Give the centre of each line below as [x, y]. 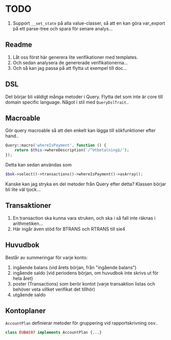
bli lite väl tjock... [23, 189]
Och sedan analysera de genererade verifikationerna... [70, 63]
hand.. [12, 136]
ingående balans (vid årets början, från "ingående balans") [74, 267]
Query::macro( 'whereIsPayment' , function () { [56, 145]
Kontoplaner [26, 310]
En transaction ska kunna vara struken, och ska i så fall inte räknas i [84, 218]
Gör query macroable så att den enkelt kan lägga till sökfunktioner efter [81, 130]
